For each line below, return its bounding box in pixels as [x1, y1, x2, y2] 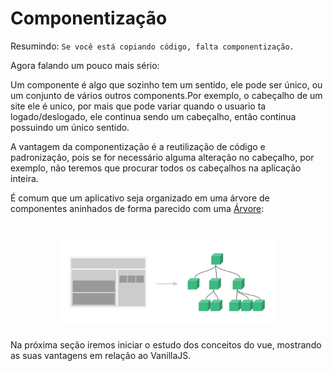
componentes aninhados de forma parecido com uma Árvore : [10, 202, 265, 214]
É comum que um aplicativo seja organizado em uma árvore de [10, 192, 270, 204]
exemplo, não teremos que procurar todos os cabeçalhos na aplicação [10, 162, 302, 174]
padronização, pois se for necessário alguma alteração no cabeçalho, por [10, 151, 315, 163]
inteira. [10, 172, 39, 184]
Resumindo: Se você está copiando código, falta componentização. [10, 40, 295, 52]
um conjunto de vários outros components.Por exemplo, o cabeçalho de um [10, 89, 323, 101]
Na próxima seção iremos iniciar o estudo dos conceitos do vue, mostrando [10, 339, 322, 351]
